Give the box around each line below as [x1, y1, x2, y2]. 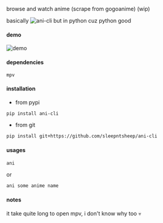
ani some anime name [6, 183, 59, 189]
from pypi [15, 98, 40, 106]
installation [6, 85, 36, 92]
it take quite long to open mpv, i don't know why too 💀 [6, 210, 142, 217]
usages [6, 146, 26, 153]
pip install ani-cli [6, 110, 59, 117]
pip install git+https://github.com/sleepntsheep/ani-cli [6, 133, 157, 139]
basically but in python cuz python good [6, 17, 132, 24]
